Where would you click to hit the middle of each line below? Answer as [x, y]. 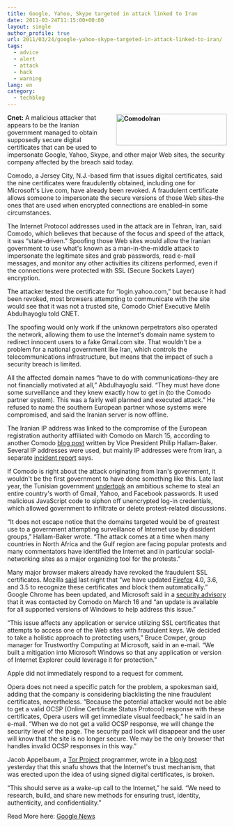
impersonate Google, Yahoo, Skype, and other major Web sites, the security [116, 155]
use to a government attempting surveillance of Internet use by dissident [111, 529]
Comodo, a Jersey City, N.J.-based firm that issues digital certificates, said [115, 176]
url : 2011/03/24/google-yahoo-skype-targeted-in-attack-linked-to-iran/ [115, 40]
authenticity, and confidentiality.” [54, 803]
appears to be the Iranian [43, 125]
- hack [23, 72]
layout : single [29, 26]
